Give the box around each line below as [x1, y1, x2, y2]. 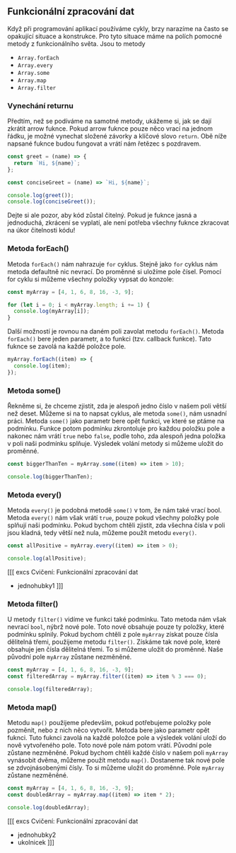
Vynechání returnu [7, 100, 74, 110]
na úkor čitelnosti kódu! [7, 226, 76, 235]
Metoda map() [7, 702, 57, 712]
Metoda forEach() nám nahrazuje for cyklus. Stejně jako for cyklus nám [7, 259, 218, 268]
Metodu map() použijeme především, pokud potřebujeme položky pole [7, 719, 211, 727]
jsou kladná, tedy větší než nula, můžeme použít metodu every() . [7, 529, 197, 537]
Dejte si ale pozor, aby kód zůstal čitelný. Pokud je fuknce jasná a [7, 211, 197, 220]
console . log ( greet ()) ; [7, 192, 74, 199]
